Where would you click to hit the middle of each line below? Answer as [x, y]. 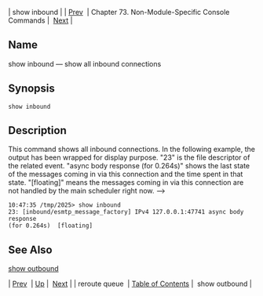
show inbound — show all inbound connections [85, 63]
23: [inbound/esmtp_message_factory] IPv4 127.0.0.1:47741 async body [126, 212]
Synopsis [31, 89]
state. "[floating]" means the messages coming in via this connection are [126, 182]
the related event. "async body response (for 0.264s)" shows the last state [129, 166]
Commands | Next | [40, 20]
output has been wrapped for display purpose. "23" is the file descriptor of [129, 157]
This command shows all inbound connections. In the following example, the [131, 150]
